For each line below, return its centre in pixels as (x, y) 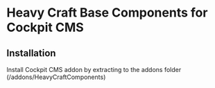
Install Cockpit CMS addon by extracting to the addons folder (94, 70)
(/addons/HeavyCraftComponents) (56, 77)
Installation (31, 53)
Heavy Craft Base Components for (107, 13)
